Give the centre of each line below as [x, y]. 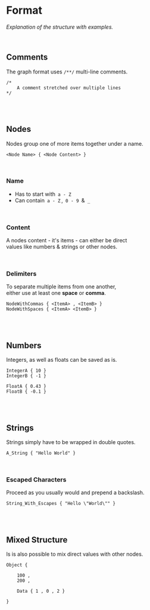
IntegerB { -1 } [26, 376]
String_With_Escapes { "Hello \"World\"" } [61, 504]
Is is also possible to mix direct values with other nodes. [75, 554]
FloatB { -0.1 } [26, 392]
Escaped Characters [36, 480]
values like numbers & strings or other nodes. [62, 247]
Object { [17, 565]
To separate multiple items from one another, [61, 286]
